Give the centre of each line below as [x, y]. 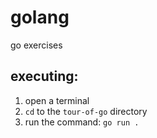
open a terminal [57, 100]
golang [40, 17]
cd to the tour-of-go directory [86, 111]
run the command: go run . [82, 122]
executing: [44, 76]
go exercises [36, 45]
